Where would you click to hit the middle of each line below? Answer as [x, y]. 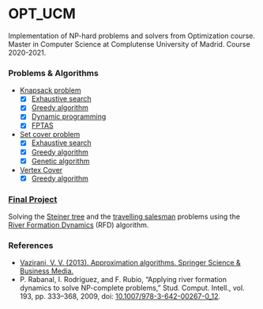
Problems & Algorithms [53, 73]
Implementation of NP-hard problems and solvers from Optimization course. [131, 36]
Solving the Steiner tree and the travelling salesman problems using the [124, 217]
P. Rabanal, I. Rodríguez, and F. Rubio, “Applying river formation [123, 280]
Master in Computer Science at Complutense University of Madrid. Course [129, 44]
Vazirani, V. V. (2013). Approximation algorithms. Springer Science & [130, 263]
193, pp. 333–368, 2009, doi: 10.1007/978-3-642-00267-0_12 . [120, 296]
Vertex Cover [41, 170]
